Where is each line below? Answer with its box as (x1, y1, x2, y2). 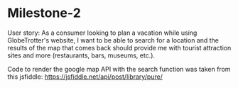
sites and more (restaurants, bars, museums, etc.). (7, 51, 155, 60)
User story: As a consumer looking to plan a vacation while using (7, 28, 198, 37)
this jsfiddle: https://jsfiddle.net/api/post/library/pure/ (7, 72, 163, 81)
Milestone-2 (7, 5, 82, 21)
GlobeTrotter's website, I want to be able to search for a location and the (7, 35, 219, 44)
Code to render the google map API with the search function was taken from (7, 65, 231, 73)
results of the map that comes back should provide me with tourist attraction (7, 43, 232, 52)
